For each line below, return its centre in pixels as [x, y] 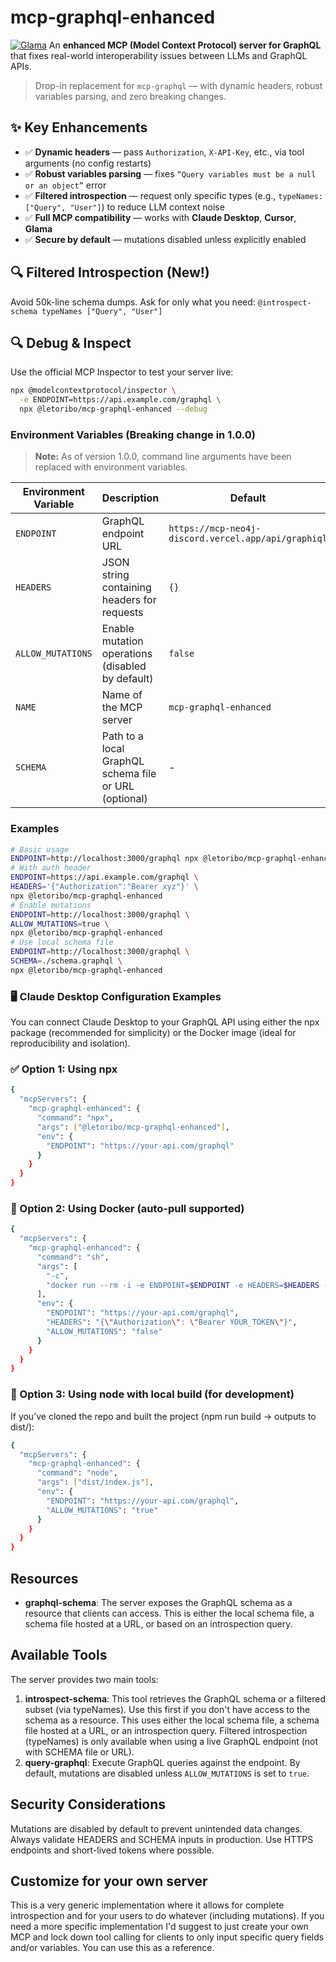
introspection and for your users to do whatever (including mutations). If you [167, 1916]
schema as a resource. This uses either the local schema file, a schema [172, 1720]
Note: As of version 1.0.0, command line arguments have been [163, 457]
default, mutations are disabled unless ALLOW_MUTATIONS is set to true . [167, 1773]
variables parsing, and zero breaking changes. [130, 96]
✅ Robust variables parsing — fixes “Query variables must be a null [170, 173]
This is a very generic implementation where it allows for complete [147, 1905]
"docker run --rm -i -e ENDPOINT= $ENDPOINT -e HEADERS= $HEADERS [183, 1285]
